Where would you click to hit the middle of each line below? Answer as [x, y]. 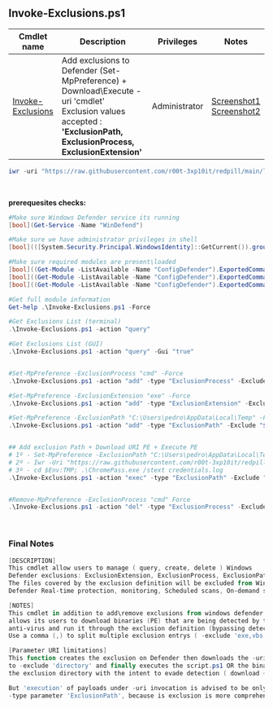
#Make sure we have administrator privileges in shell [103, 240]
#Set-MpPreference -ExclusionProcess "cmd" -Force [96, 373]
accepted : [82, 121]
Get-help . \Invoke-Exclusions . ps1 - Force [80, 307]
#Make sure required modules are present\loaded [92, 262]
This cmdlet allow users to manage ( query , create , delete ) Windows [130, 568]
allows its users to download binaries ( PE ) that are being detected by [134, 621]
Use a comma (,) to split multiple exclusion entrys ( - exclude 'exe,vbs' [138, 636]
